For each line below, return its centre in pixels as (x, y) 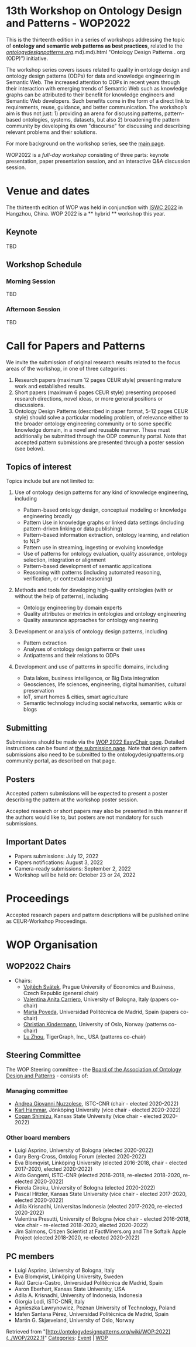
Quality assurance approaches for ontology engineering (91, 620)
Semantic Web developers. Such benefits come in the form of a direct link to (98, 100)
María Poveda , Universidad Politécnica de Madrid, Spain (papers (101, 1012)
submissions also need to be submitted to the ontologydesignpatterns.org (95, 755)
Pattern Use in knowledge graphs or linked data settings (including (104, 523)
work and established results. (50, 386)
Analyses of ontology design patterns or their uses (84, 649)
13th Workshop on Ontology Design (94, 11)
